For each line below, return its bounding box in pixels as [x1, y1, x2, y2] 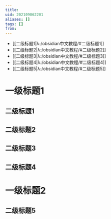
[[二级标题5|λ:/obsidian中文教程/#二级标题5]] [12, 66, 106, 72]
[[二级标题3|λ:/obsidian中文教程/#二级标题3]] [12, 53, 106, 59]
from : [5, 26, 16, 31]
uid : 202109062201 [5, 12, 43, 17]
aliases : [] [5, 17, 30, 22]
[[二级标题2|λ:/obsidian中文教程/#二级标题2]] [12, 47, 106, 53]
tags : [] [5, 21, 23, 27]
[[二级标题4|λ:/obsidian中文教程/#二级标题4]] [12, 59, 106, 65]
